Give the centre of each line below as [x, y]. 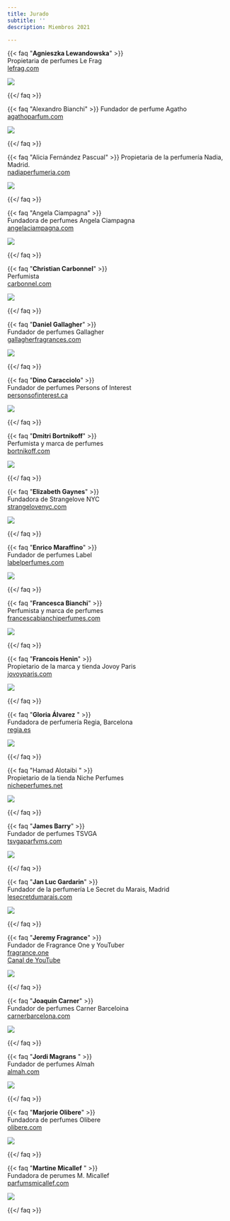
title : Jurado [28, 14]
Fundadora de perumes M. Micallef [58, 1176]
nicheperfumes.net [35, 786]
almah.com [24, 1072]
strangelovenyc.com [37, 507]
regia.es [19, 730]
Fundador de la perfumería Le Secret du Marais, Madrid [88, 890]
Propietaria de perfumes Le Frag [55, 61]
